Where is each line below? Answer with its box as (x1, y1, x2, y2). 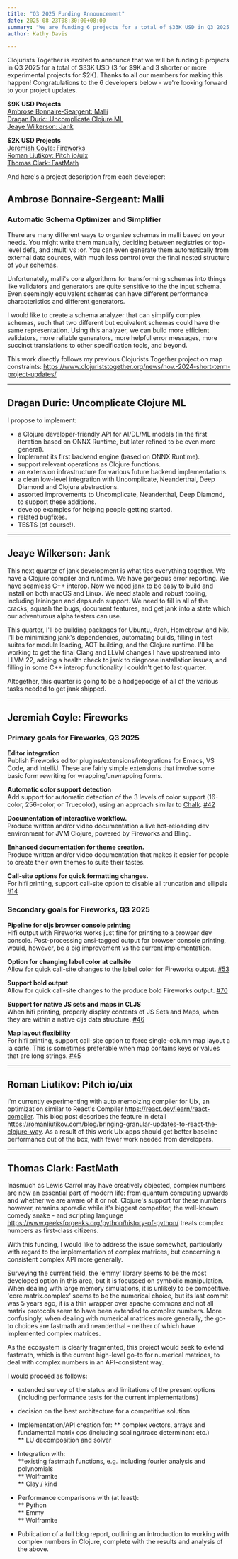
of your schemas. (7, 261, 59, 269)
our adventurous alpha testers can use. (7, 611, 122, 620)
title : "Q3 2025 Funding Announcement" (7, 10, 125, 18)
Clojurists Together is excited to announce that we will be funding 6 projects (7, 56, 229, 65)
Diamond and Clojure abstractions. (17, 482, 119, 491)
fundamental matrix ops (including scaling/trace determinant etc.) (17, 1428, 210, 1437)
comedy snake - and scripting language (7, 1211, 124, 1220)
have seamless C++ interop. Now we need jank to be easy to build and (7, 581, 214, 590)
